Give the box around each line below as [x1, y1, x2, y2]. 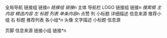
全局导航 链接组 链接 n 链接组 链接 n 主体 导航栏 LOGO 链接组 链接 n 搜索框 [5, 4, 156, 10]
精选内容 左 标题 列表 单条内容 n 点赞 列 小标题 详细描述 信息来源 [14, 10, 147, 16]
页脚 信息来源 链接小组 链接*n [5, 27, 66, 33]
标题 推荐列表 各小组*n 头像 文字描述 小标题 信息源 [16, 17, 121, 22]
